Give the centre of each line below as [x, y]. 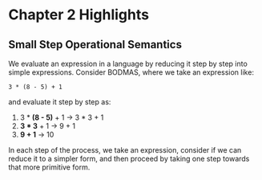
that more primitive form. [49, 167]
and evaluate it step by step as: [60, 102]
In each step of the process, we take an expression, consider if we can [125, 150]
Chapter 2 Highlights [79, 15]
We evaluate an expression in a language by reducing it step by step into [128, 63]
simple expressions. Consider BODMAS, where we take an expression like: [131, 72]
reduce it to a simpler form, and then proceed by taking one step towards [129, 159]
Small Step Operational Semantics [95, 45]
